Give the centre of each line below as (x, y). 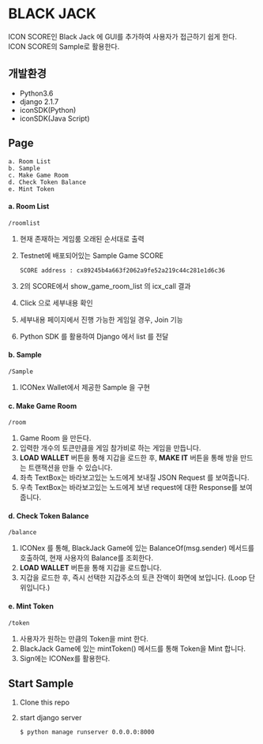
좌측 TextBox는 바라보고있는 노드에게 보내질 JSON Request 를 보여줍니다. (135, 477)
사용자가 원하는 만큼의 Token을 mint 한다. (84, 638)
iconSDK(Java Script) (54, 118)
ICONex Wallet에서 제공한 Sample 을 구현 (85, 387)
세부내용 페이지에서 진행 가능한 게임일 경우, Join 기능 (101, 320)
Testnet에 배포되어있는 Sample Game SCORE (92, 255)
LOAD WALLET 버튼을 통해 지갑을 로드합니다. (90, 568)
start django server (51, 718)
